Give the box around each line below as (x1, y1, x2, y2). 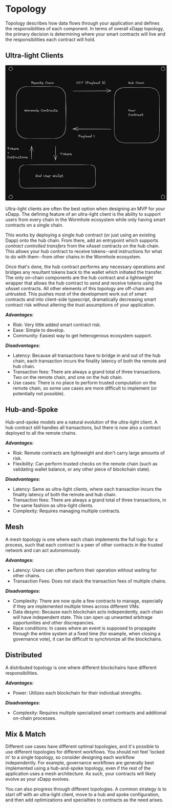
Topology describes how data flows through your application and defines (5, 20, 160, 26)
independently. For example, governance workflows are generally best (5, 760, 155, 766)
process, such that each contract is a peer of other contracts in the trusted (5, 541, 163, 548)
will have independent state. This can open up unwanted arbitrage (12, 614, 153, 620)
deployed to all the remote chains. (5, 430, 77, 436)
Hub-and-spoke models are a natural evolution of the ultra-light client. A (5, 419, 158, 425)
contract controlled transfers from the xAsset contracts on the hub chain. (5, 243, 160, 249)
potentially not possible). (12, 391, 65, 397)
